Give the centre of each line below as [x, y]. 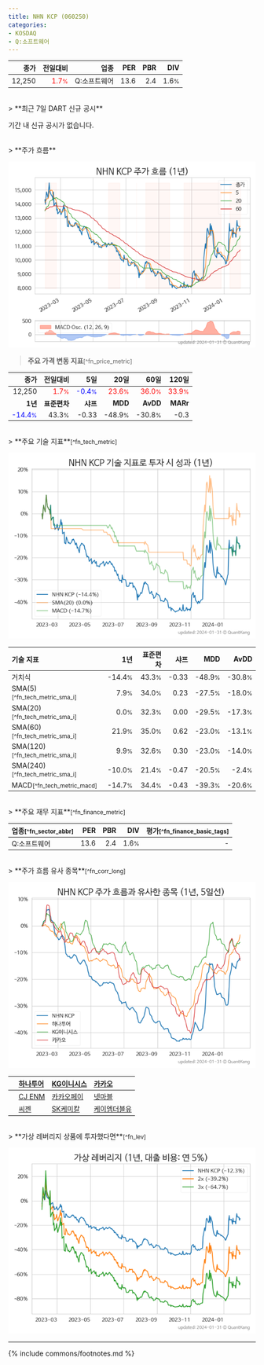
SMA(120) [29, 746]
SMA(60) [26, 727]
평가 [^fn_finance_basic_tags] [188, 831]
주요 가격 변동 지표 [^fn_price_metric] [80, 361]
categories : [27, 25]
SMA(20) [26, 708]
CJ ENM [32, 1096]
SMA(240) [29, 765]
